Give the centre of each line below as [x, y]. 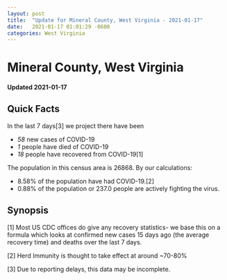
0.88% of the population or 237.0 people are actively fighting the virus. [118, 188]
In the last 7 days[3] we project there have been [76, 125]
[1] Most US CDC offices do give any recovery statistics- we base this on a [114, 227]
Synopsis [28, 211]
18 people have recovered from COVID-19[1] [80, 154]
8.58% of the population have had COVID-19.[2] [86, 181]
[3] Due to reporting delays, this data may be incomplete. [89, 269]
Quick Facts [34, 109]
